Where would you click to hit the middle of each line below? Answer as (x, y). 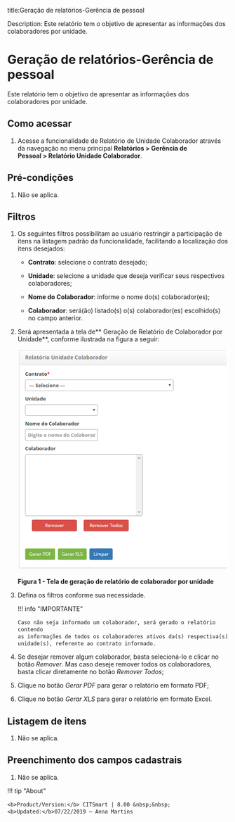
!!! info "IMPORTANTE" (50, 609)
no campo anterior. (55, 318)
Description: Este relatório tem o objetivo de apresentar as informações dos (116, 24)
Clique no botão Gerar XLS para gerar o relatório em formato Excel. (115, 699)
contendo (30, 630)
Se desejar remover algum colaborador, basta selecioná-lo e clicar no (118, 657)
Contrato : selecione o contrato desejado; (88, 263)
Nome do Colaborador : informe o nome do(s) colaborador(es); (119, 297)
